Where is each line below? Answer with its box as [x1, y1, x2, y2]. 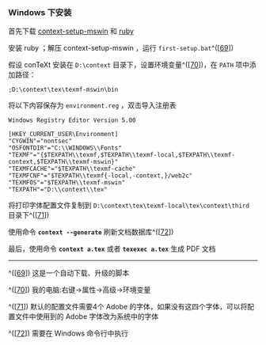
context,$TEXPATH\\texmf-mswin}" [8, 158, 119, 166]
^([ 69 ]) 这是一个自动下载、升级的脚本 [8, 268, 130, 278]
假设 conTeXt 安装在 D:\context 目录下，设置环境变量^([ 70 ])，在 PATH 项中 [8, 60, 249, 70]
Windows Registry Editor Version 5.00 [8, 116, 136, 124]
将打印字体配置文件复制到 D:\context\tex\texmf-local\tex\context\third [8, 200, 249, 210]
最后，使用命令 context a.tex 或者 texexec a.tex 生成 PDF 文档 [8, 244, 216, 254]
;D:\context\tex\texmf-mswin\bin [8, 85, 119, 94]
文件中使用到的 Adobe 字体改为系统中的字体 [14, 312, 159, 321]
